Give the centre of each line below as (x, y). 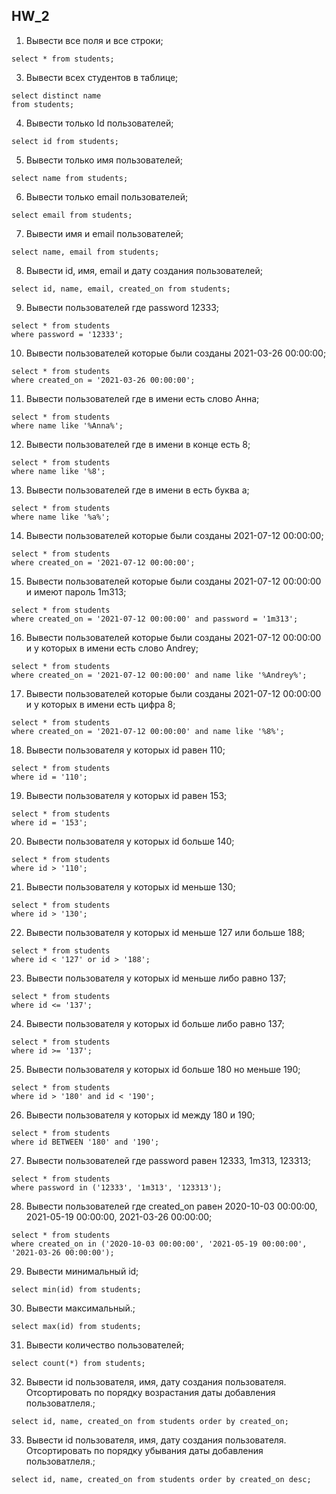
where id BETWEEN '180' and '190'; (85, 1142)
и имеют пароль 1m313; (76, 591)
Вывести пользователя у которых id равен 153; (126, 795)
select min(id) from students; (76, 1289)
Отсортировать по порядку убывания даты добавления (144, 1450)
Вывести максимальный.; (80, 1308)
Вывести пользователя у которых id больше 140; (130, 841)
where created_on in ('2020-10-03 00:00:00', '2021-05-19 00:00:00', (159, 1244)
